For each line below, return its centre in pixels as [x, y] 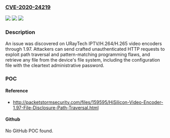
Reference [17, 91]
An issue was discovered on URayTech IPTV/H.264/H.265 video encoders [84, 43]
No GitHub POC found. [29, 131]
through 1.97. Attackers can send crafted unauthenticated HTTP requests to [85, 49]
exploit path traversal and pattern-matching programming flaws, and [78, 54]
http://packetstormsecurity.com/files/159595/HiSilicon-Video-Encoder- [88, 102]
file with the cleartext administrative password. [55, 65]
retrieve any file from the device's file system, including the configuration [83, 60]
